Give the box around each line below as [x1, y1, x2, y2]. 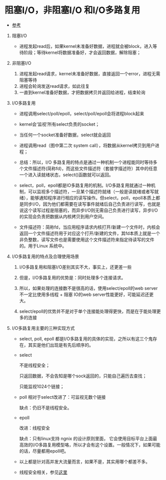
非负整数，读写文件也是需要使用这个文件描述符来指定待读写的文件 [19, 237, 155, 242]
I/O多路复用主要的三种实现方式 [11, 325, 75, 331]
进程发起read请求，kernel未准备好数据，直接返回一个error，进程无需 [19, 70, 161, 76]
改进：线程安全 [19, 425, 50, 431]
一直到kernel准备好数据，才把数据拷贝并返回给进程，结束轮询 [19, 89, 146, 95]
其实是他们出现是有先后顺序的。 [28, 342, 94, 348]
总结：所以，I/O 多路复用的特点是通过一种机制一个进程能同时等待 [19, 159, 154, 165]
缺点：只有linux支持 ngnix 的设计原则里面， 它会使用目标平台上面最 [19, 435, 158, 442]
